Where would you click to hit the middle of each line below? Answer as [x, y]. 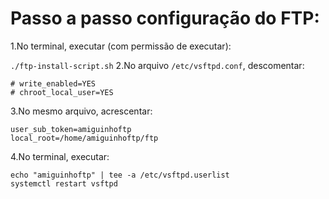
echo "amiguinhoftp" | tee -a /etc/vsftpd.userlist [120, 175]
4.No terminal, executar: [60, 156]
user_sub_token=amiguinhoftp [71, 129]
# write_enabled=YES [53, 83]
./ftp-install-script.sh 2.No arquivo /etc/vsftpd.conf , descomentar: [157, 65]
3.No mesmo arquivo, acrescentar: [81, 111]
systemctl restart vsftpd [64, 183]
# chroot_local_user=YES [62, 92]
